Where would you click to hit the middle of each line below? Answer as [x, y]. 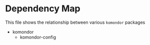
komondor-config [38, 37]
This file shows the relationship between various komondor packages [75, 22]
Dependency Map [43, 9]
